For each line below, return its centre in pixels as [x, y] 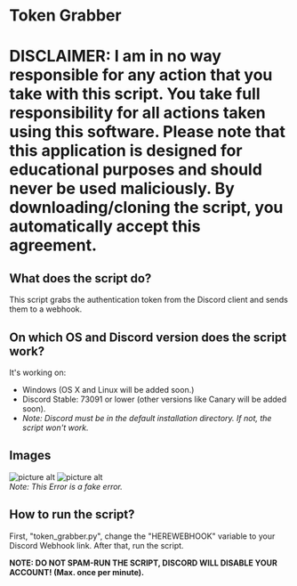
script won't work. [55, 427]
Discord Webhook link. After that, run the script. [96, 545]
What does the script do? [80, 278]
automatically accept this [105, 227]
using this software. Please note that [148, 132]
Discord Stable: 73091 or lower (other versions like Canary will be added [154, 399]
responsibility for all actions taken [138, 113]
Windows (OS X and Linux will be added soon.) [108, 390]
